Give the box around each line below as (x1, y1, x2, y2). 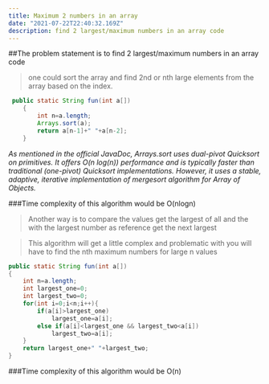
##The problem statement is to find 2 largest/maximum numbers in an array (8, 49, 259, 59)
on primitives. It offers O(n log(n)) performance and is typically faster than (8, 157, 255, 167)
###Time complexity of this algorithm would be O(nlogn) (8, 198, 197, 208)
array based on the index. (27, 81, 113, 91)
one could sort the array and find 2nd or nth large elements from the (27, 73, 255, 83)
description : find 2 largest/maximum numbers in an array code (8, 27, 225, 35)
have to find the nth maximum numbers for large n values (27, 247, 218, 256)
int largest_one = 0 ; (22, 284, 88, 293)
